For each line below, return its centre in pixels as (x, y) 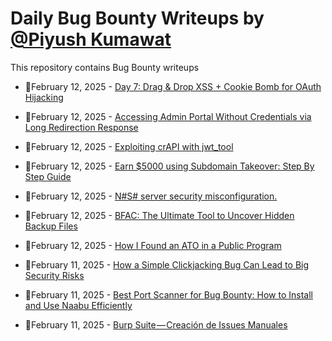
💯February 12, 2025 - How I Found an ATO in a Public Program (153, 245)
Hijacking (44, 97)
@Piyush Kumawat (91, 39)
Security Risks (54, 275)
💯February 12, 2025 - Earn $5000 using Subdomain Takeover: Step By (169, 166)
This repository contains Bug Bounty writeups (105, 67)
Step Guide (48, 176)
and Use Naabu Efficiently (78, 305)
